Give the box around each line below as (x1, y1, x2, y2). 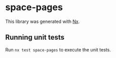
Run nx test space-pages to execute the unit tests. (5, 46, 111, 52)
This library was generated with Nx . (5, 18, 80, 24)
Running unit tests (5, 33, 65, 42)
